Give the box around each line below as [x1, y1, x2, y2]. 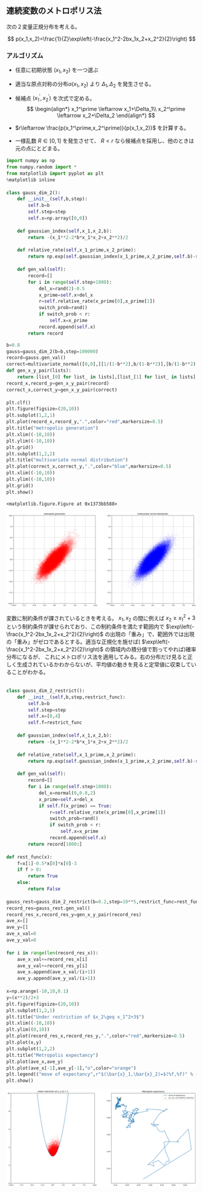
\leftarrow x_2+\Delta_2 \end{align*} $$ [57, 112, 155, 119]
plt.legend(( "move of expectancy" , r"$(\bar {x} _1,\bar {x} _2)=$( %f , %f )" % [6, 1071, 193, 1077]
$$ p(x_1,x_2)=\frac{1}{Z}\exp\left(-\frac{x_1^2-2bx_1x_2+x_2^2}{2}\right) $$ [7, 35, 196, 42]
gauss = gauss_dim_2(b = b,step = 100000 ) [6, 348, 98, 355]
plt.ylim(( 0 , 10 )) [6, 1026, 50, 1033]
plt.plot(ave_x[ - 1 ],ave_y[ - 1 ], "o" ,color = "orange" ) [6, 1065, 137, 1071]
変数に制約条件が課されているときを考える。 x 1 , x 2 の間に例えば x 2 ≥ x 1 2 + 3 [6, 613, 196, 623]
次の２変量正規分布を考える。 [6, 23, 80, 30]
